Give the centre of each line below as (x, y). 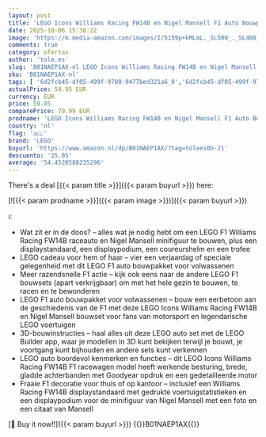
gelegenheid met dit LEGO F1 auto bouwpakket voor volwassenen (127, 266)
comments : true (33, 45)
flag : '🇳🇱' (28, 133)
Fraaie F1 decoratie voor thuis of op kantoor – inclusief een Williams (130, 384)
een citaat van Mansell (56, 409)
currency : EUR (32, 97)
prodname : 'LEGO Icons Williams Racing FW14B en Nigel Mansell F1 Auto (129, 119)
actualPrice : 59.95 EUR (47, 89)
